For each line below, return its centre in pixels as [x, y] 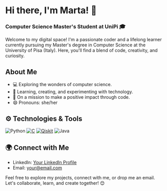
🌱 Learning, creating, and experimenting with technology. [73, 92]
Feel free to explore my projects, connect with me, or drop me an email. [80, 177]
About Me [21, 72]
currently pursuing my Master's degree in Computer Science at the [76, 45]
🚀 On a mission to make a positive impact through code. [71, 97]
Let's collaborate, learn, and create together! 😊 [55, 183]
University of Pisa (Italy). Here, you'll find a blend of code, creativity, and [81, 50]
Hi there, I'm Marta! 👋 [51, 10]
